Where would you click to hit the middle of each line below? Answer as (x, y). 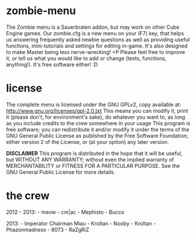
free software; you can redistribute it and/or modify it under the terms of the (98, 129)
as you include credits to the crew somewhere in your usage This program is (98, 123)
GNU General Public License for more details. (61, 172)
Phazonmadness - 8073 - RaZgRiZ (48, 230)
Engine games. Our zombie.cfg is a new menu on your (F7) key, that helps (95, 33)
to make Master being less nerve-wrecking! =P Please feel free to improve (96, 52)
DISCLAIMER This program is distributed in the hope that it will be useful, (94, 153)
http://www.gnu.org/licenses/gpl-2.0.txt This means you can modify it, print (97, 110)
